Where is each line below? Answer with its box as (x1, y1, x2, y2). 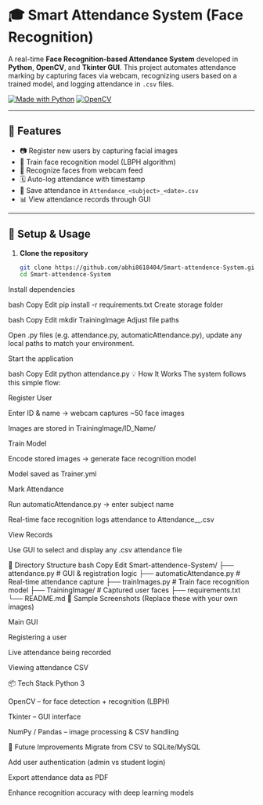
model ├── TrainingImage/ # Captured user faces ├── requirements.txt (8, 585, 241, 595)
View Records (8, 530, 53, 540)
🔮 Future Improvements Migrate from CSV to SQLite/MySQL (8, 742, 201, 752)
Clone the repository (19, 248, 88, 257)
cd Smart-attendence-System (19, 271, 111, 279)
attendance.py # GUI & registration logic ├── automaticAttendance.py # (8, 569, 241, 578)
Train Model (8, 439, 47, 448)
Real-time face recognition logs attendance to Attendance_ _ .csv (8, 515, 214, 524)
